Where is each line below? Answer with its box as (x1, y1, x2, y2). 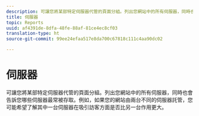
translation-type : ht (6, 31, 60, 37)
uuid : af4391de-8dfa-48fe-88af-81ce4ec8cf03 (6, 25, 118, 31)
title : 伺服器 (6, 14, 38, 20)
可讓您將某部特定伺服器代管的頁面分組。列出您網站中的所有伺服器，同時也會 (6, 89, 193, 96)
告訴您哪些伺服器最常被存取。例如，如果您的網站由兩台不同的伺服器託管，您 (6, 96, 193, 103)
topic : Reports (6, 19, 44, 25)
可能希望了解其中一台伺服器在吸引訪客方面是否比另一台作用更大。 (6, 104, 167, 111)
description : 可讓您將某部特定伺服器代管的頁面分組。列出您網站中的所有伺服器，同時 (6, 8, 191, 15)
